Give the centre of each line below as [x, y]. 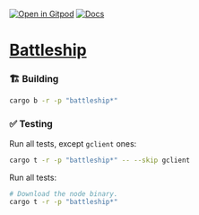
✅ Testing [31, 124]
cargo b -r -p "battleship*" [64, 101]
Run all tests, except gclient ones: [73, 143]
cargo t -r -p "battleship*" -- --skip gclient [100, 160]
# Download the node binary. [64, 193]
